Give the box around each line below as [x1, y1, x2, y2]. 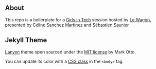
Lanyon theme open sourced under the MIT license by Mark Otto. [5, 49, 136, 55]
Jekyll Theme [5, 36, 47, 44]
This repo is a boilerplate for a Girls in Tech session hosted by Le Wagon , [5, 17, 152, 22]
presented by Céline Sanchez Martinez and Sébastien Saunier [5, 22, 129, 28]
